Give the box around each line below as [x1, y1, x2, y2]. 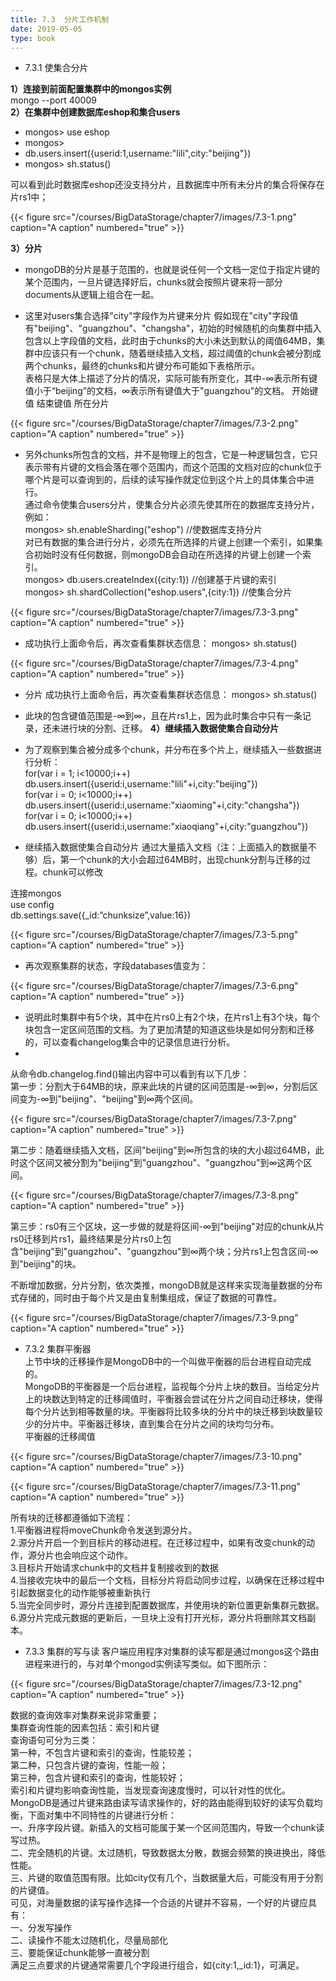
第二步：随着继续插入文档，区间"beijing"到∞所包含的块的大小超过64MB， [10, 1144, 316, 1156]
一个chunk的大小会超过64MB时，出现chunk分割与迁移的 [68, 854, 303, 866]
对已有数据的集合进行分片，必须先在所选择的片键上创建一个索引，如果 [24, 536, 315, 548]
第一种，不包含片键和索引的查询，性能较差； [10, 1747, 195, 1759]
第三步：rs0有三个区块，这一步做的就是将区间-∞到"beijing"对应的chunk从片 [10, 1221, 325, 1233]
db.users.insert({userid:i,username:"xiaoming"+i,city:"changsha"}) [24, 799, 300, 811]
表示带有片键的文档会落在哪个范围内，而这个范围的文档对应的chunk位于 [24, 461, 323, 473]
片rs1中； [10, 191, 49, 203]
